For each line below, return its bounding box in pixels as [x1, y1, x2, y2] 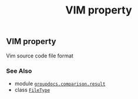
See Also [6, 67, 32, 75]
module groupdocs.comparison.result [14, 80, 106, 87]
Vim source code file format [6, 52, 73, 59]
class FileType [14, 86, 51, 93]
